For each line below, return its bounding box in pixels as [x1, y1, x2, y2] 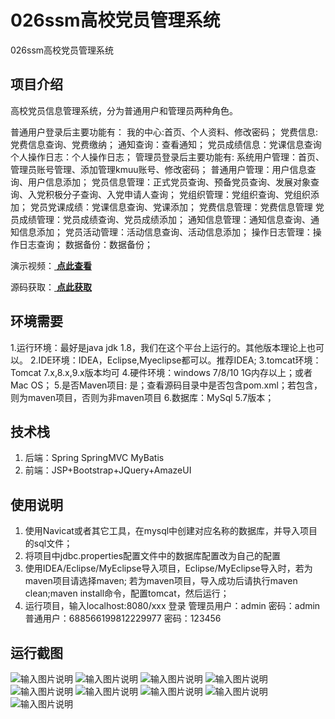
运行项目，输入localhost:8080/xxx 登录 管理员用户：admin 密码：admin [24, 600, 321, 612]
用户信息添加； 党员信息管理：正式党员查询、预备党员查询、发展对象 [27, 176, 311, 188]
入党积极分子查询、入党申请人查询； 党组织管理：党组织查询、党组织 [27, 188, 311, 200]
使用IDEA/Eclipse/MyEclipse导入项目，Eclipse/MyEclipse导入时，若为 [24, 562, 313, 575]
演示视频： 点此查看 [10, 259, 92, 271]
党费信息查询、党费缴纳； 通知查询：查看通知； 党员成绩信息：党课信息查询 [10, 138, 322, 150]
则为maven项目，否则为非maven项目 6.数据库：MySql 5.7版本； [10, 391, 275, 403]
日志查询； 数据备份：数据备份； [18, 238, 153, 250]
